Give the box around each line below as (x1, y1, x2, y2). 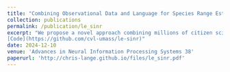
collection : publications (7, 16, 81, 23)
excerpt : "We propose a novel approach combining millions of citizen (7, 29, 213, 36)
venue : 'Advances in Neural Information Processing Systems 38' (7, 49, 194, 56)
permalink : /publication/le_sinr (7, 23, 103, 29)
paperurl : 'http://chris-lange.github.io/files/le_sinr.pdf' (7, 55, 186, 62)
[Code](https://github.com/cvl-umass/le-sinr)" (7, 36, 146, 43)
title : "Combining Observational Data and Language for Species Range (7, 10, 213, 17)
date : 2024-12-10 (7, 42, 57, 49)
